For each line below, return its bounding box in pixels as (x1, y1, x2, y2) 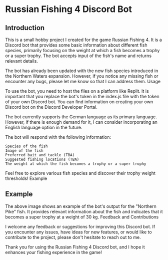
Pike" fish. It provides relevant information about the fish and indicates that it (5, 208, 163, 214)
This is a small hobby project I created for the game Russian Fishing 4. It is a (5, 37, 162, 43)
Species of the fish (5, 144, 48, 149)
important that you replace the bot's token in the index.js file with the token (5, 94, 159, 99)
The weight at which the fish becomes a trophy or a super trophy (5, 161, 146, 166)
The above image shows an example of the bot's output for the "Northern (5, 203, 156, 209)
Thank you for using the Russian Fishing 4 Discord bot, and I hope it (5, 244, 145, 250)
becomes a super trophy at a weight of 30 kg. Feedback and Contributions (5, 214, 159, 220)
